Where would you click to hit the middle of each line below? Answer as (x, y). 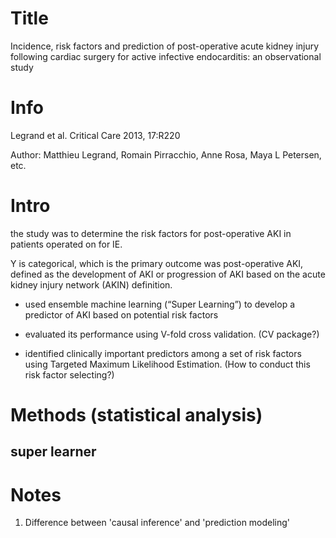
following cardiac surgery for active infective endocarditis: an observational (166, 56)
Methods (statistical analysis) (136, 415)
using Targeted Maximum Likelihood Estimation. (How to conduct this (167, 364)
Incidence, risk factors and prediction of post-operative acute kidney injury (165, 46)
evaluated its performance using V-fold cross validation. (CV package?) (172, 334)
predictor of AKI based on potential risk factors (121, 314)
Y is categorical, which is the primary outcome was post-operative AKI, (157, 263)
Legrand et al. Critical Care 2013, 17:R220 (95, 135)
